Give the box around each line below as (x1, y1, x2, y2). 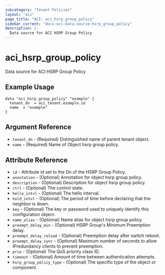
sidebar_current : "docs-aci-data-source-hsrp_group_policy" (5, 21, 133, 26)
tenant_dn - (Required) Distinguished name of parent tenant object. (12, 136, 150, 142)
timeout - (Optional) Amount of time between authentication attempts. (12, 254, 156, 260)
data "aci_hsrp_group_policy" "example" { (5, 96, 94, 101)
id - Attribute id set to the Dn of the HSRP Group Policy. (12, 169, 126, 175)
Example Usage (5, 83, 55, 91)
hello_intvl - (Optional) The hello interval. (12, 190, 100, 196)
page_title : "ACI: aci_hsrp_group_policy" (5, 16, 94, 21)
